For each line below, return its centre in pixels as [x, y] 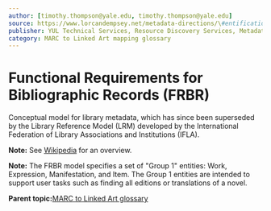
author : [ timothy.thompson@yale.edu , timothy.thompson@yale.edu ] [120, 16]
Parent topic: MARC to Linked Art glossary [78, 199]
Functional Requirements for [106, 78]
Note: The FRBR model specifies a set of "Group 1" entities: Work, [118, 166]
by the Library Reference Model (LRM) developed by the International [124, 126]
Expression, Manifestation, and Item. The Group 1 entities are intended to [129, 175]
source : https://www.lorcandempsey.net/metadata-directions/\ [115, 23]
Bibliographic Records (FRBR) [109, 95]
